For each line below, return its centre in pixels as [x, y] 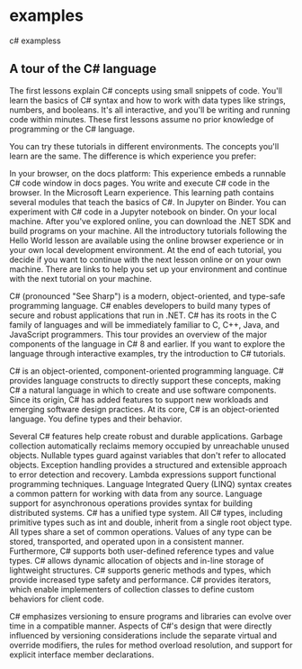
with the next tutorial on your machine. [81, 278]
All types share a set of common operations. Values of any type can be [141, 531]
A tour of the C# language [83, 69]
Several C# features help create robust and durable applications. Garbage [146, 436]
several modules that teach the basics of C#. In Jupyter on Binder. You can [148, 202]
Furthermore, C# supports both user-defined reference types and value [142, 551]
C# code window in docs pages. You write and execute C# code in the [140, 183]
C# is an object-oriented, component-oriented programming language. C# [147, 371]
